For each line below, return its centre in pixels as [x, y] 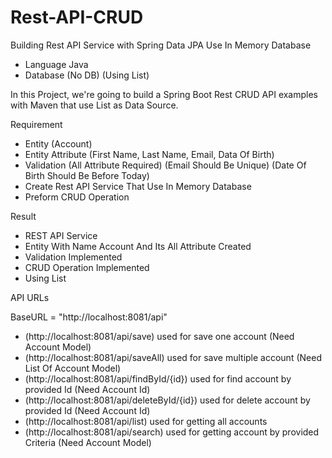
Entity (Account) [58, 143]
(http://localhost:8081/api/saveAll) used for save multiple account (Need [173, 357]
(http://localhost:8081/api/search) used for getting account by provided [172, 432]
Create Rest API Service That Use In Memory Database [138, 186]
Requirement [36, 124]
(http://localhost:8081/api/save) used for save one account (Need [159, 336]
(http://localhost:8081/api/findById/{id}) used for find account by [158, 378]
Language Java [56, 64]
